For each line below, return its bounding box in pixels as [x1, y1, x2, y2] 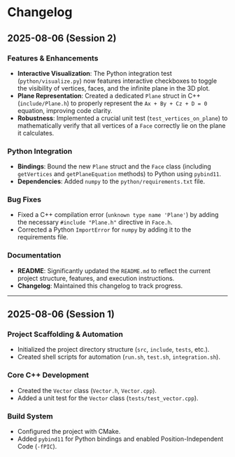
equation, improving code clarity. [17, 106, 113, 114]
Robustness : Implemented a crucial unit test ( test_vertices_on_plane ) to [17, 114, 228, 122]
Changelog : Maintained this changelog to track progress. [17, 282, 183, 290]
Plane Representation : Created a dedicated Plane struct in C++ [17, 91, 201, 100]
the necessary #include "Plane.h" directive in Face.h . [17, 218, 173, 227]
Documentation [7, 251, 62, 260]
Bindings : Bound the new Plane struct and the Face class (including [17, 162, 211, 171]
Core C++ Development [7, 370, 90, 380]
